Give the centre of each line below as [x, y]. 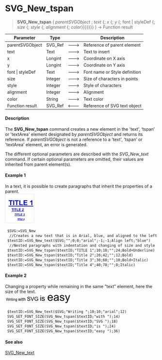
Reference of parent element [112, 45]
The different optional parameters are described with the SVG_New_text [77, 154]
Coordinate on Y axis [104, 65]
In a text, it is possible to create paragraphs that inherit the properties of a [79, 186]
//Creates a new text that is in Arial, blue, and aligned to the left [83, 236]
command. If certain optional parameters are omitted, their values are [74, 159]
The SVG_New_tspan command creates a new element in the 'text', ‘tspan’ [80, 129]
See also [14, 342]
